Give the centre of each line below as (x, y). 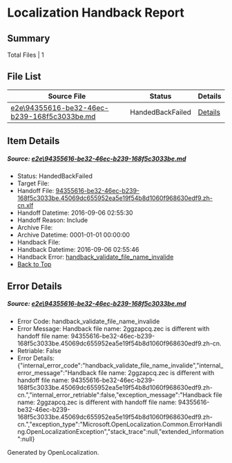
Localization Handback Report (96, 13)
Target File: (33, 183)
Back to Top (34, 264)
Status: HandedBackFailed (55, 176)
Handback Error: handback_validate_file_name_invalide (95, 257)
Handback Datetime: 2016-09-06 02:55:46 (78, 250)
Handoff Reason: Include (52, 220)
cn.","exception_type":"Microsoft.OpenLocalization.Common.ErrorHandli (119, 424)
